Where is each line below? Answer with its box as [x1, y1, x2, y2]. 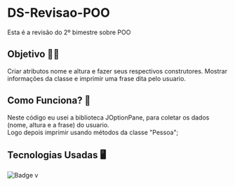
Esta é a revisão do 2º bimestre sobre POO [7, 28, 131, 36]
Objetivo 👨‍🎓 [7, 48, 60, 60]
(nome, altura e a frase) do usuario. [7, 120, 110, 129]
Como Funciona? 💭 [7, 94, 91, 106]
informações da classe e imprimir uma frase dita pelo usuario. [7, 74, 186, 83]
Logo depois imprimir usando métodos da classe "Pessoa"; [7, 128, 179, 136]
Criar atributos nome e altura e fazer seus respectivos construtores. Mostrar [7, 66, 228, 75]
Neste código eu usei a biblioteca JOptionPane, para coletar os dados [7, 113, 210, 122]
